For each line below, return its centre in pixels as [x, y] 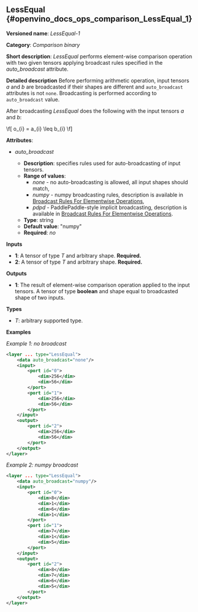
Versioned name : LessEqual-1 [43, 33]
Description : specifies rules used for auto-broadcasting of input [102, 163]
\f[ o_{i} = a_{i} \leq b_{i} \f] [39, 129]
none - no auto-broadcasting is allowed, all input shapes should [110, 182]
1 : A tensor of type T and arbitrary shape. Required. [78, 255]
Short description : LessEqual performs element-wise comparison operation [99, 56]
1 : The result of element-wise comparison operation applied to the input [102, 285]
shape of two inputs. [40, 297]
